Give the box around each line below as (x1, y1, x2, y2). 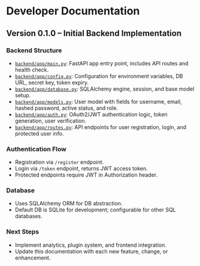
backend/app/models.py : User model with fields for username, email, (14, 98, 183, 105)
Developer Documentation (6, 4, 140, 18)
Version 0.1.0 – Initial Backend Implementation (6, 28, 181, 38)
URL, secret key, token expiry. (14, 79, 89, 86)
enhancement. (14, 254, 51, 261)
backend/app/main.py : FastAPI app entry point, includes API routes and (14, 59, 189, 67)
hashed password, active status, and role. (14, 104, 119, 112)
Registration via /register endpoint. (14, 159, 104, 166)
